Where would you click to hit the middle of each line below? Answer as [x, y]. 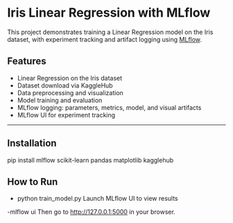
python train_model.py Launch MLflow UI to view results [97, 199]
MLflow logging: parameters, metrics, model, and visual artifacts [109, 107]
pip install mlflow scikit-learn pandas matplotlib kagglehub [90, 160]
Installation [32, 143]
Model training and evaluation [60, 100]
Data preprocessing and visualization [70, 92]
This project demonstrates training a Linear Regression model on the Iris [110, 32]
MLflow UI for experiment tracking [66, 115]
